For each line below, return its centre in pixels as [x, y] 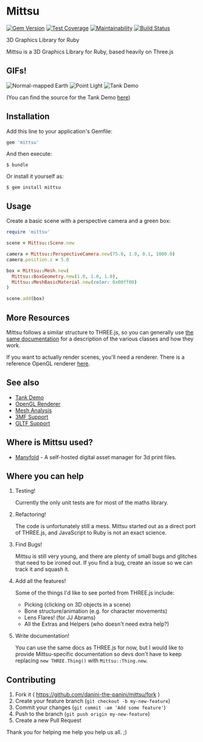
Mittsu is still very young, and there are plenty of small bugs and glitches [106, 556]
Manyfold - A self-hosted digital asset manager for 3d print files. [96, 457]
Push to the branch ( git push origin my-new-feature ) [82, 714]
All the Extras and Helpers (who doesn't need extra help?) [97, 624]
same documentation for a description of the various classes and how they [100, 339]
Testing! [25, 491]
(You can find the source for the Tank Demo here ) [68, 97]
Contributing [31, 680]
